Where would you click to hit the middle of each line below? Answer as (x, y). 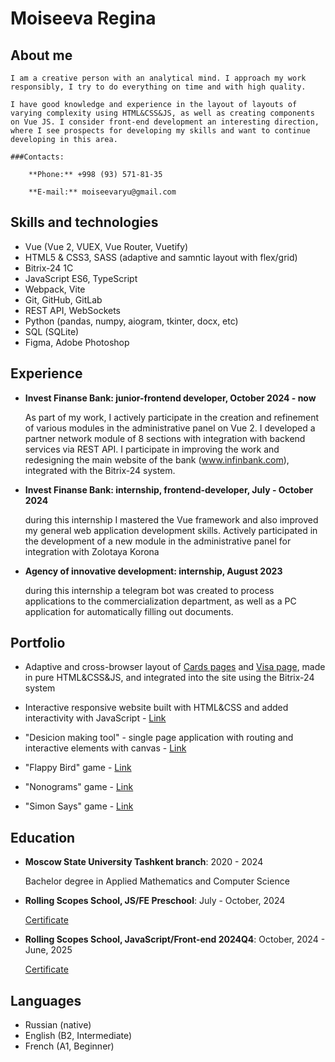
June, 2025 (48, 950)
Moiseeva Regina (83, 18)
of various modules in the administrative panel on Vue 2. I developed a (170, 428)
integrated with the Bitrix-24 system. (100, 470)
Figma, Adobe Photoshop (77, 342)
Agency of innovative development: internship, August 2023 (153, 571)
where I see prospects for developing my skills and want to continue (160, 131)
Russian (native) (58, 1025)
